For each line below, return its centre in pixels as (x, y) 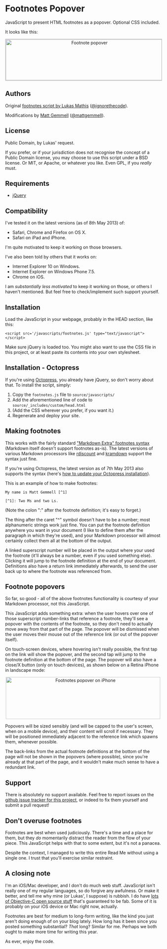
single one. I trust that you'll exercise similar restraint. (59, 858)
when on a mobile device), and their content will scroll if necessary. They (80, 732)
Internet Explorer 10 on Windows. (46, 266)
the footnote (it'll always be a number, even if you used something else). (79, 555)
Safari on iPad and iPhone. (39, 238)
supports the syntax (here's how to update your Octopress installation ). (78, 474)
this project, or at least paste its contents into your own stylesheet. (73, 352)
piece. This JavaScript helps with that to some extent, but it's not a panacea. (83, 843)
